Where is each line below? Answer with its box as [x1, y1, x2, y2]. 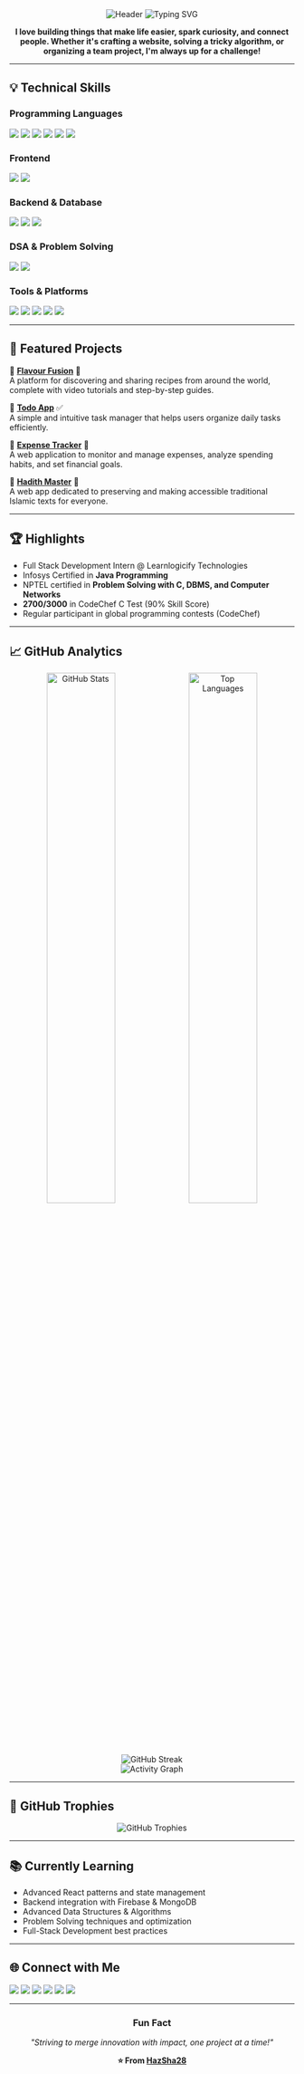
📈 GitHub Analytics [9, 643, 123, 659]
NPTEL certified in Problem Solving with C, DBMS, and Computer [22, 579, 270, 590]
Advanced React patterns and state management [22, 1887, 206, 1897]
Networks [22, 589, 62, 600]
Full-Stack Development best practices [22, 1925, 168, 1936]
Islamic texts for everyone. [9, 495, 109, 506]
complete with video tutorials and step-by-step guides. [9, 384, 214, 395]
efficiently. [9, 421, 49, 433]
